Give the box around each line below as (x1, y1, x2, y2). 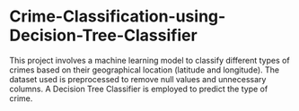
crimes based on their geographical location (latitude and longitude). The (9, 64, 280, 75)
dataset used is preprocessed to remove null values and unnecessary (9, 73, 267, 84)
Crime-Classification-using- (9, 6, 226, 27)
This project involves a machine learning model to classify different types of (9, 55, 290, 65)
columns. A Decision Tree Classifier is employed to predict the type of (9, 83, 268, 94)
